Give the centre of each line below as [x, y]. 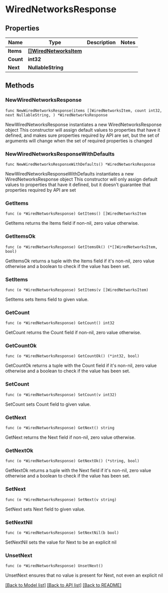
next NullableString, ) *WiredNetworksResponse [57, 115]
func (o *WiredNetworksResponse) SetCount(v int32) [61, 395]
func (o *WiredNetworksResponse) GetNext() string [60, 428]
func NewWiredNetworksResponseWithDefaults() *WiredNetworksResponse [80, 164]
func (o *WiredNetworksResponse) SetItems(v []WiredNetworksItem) [77, 290]
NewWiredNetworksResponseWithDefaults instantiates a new [70, 173]
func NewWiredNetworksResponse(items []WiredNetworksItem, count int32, [84, 110]
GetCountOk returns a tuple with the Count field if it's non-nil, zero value [81, 366]
